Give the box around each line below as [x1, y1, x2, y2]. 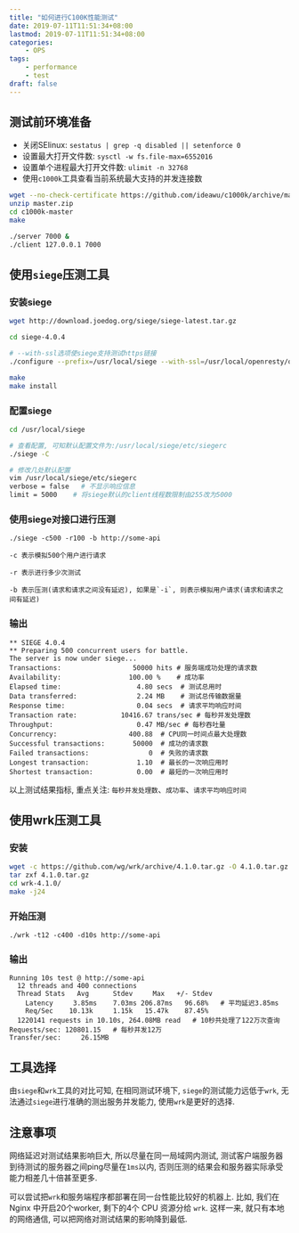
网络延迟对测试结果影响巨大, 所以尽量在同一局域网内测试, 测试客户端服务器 [9, 1150, 283, 1161]
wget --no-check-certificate [9, 191, 117, 200]
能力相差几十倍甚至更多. [9, 1172, 98, 1183]
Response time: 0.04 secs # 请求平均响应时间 [9, 701, 242, 710]
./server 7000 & [9, 232, 69, 241]
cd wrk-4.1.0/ [9, 879, 62, 888]
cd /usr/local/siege [9, 425, 86, 434]
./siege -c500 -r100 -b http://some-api [9, 534, 162, 543]
